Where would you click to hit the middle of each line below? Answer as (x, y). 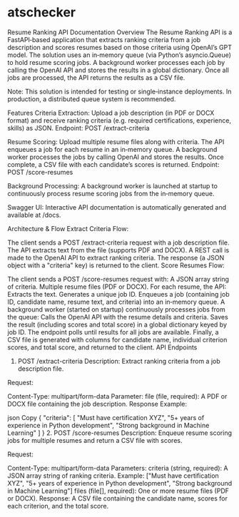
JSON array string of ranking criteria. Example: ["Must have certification (113, 476)
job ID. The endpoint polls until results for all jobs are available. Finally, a (113, 332)
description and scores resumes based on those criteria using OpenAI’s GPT (119, 47)
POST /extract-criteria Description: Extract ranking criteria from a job (119, 361)
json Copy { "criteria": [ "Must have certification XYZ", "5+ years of (106, 417)
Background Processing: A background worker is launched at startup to (112, 185)
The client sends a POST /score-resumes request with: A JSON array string (118, 279)
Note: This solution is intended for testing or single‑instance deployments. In (119, 91)
